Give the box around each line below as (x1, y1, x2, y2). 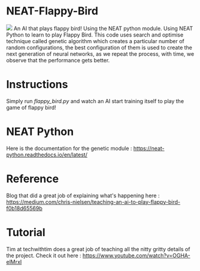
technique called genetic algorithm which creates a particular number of (6, 37, 184, 44)
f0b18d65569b (6, 204, 43, 212)
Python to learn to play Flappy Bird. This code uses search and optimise (6, 31, 184, 38)
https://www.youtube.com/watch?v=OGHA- (83, 252, 190, 259)
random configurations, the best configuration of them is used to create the (6, 44, 193, 51)
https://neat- (133, 144, 165, 152)
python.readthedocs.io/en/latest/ (6, 151, 88, 158)
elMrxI (6, 258, 22, 265)
